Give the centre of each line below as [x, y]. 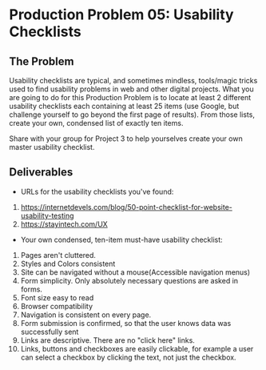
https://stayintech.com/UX [64, 224]
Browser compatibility [57, 306]
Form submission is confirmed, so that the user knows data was [126, 323]
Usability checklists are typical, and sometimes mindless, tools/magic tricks [133, 80]
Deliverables [41, 173]
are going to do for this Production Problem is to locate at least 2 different [130, 97]
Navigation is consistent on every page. [86, 315]
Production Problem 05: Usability [121, 15]
